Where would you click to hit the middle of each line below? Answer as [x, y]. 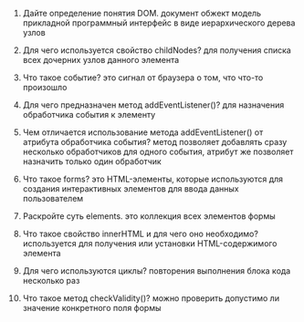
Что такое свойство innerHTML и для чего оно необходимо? [140, 234]
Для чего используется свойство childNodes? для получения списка [157, 50]
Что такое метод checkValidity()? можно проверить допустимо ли [151, 298]
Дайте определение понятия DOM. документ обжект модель [142, 13]
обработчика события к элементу [89, 114]
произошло [45, 87]
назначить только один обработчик [92, 161]
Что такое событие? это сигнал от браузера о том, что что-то [143, 78]
